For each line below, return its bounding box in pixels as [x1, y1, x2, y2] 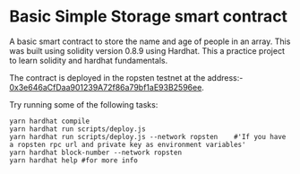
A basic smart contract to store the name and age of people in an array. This [9, 36, 291, 47]
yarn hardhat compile [9, 117, 90, 126]
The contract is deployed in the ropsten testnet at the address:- [9, 72, 244, 83]
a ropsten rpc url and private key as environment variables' [9, 140, 246, 149]
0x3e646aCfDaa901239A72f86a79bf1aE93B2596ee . [9, 82, 204, 92]
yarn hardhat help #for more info [9, 155, 139, 165]
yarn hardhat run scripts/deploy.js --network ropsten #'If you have [9, 132, 287, 141]
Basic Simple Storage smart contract [9, 6, 288, 27]
